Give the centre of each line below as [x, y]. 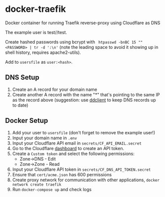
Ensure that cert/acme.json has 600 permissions [62, 174]
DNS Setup [22, 78]
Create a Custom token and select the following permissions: [73, 154]
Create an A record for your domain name [55, 89]
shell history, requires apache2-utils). [43, 52]
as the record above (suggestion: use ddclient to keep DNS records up [84, 100]
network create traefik [37, 184]
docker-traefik [36, 9]
